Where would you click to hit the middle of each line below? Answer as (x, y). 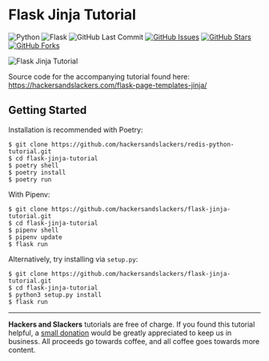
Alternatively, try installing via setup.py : (73, 259)
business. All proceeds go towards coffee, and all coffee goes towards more (134, 341)
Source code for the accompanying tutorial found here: (99, 76)
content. (22, 350)
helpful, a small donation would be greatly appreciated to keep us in (120, 333)
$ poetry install (37, 172)
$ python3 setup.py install (55, 294)
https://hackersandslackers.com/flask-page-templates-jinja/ (108, 85)
